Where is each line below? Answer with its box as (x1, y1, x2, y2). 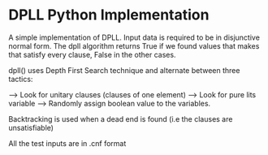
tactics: (8, 74, 33, 84)
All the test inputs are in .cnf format (8, 138, 127, 148)
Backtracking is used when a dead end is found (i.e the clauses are (8, 114, 233, 123)
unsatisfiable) (8, 123, 54, 132)
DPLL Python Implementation (8, 6, 210, 24)
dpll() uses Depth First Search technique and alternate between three (8, 65, 240, 75)
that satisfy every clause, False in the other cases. (8, 50, 176, 59)
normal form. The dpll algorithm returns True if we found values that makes (8, 41, 260, 50)
